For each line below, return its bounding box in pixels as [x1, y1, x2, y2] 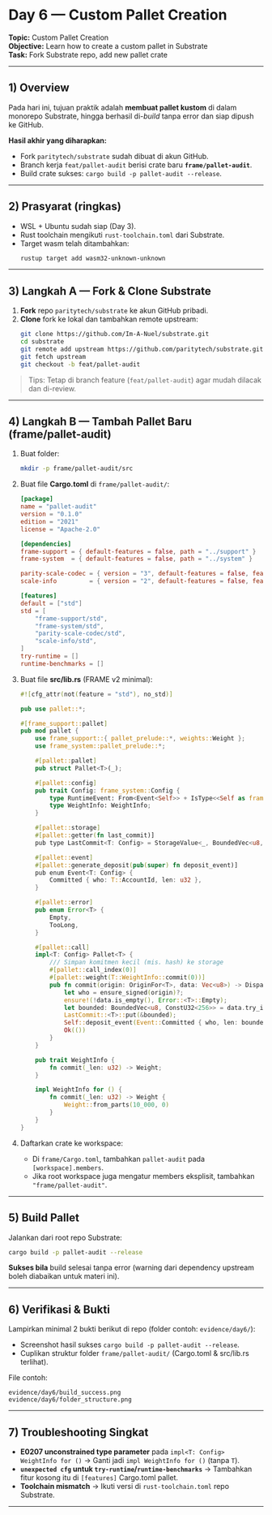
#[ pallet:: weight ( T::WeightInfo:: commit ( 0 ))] [49, 973, 206, 982]
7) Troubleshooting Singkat [8, 1425, 149, 1439]
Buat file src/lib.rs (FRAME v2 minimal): [19, 674, 153, 684]
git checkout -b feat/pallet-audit [19, 360, 141, 369]
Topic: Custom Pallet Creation [8, 32, 109, 42]
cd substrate [19, 338, 65, 346]
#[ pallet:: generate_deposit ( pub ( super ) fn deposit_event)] [35, 861, 239, 870]
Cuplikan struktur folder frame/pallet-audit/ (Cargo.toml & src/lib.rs [19, 1349, 249, 1358]
